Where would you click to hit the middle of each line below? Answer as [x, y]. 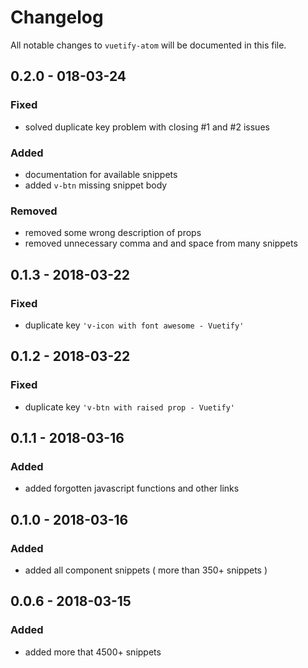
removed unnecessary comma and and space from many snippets [161, 243]
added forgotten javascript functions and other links [132, 488]
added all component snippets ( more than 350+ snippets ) [146, 570]
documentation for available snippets [101, 174]
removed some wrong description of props [113, 233]
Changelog [57, 17]
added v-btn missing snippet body [96, 185]
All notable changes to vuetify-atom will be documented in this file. [148, 45]
